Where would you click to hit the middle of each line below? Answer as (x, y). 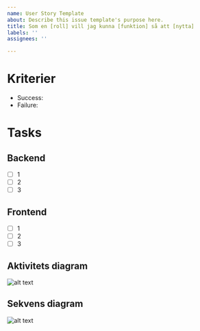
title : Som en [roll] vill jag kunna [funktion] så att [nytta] (101, 26)
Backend (26, 158)
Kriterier (32, 79)
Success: (30, 98)
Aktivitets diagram (47, 266)
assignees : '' (27, 39)
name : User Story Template (46, 13)
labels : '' (23, 33)
